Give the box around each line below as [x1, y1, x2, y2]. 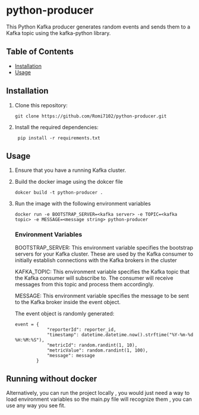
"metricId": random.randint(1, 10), [46, 342, 138, 348]
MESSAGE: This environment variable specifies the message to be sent [14, 292, 189, 299]
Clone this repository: [14, 101, 68, 108]
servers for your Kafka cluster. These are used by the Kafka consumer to [14, 250, 194, 257]
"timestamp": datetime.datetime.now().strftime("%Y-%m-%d [46, 331, 194, 338]
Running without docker [6, 374, 97, 384]
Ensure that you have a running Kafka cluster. [14, 167, 127, 174]
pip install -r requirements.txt [17, 135, 100, 141]
